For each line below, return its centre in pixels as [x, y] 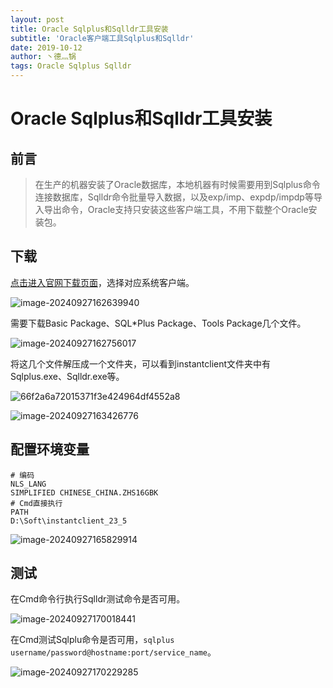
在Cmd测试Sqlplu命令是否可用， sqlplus [92, 640]
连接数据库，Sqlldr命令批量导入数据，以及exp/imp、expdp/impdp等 [174, 197]
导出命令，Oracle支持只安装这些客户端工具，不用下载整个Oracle [176, 209]
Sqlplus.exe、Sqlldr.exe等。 [67, 376]
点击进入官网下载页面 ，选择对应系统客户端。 [102, 282]
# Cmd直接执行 [36, 503]
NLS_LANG [28, 484]
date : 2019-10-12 [46, 47]
